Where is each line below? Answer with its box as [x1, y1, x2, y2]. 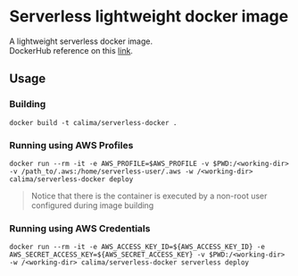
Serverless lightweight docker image [9, 6, 289, 27]
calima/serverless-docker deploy [9, 174, 134, 184]
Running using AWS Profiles [9, 138, 134, 151]
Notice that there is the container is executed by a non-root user [30, 190, 268, 201]
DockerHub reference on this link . [9, 45, 134, 55]
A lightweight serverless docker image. [9, 36, 153, 46]
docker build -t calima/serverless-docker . [9, 118, 178, 127]
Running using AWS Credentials [9, 222, 151, 234]
